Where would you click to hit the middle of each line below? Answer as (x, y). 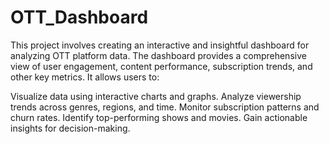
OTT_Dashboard (79, 17)
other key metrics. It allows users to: (85, 77)
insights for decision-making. (70, 128)
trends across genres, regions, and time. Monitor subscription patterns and (165, 107)
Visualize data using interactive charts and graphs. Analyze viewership (156, 96)
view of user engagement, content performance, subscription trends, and (161, 66)
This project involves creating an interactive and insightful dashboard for (160, 45)
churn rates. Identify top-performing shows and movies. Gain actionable (159, 117)
